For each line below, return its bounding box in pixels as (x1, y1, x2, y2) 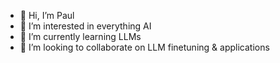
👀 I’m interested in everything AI (19, 20, 152, 32)
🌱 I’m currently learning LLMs (19, 31, 142, 42)
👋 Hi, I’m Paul (19, 10, 75, 21)
